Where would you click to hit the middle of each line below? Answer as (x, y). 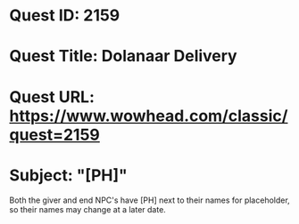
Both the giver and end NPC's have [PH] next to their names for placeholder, (149, 200)
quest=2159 (55, 135)
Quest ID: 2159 (65, 16)
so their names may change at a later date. (88, 209)
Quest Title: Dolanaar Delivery (124, 56)
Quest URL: (52, 96)
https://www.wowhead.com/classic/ (149, 116)
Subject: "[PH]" (68, 175)
